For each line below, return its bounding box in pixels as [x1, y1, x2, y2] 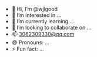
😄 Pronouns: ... [11, 39, 50, 46]
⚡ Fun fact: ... [11, 45, 44, 52]
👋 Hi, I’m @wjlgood [11, 6, 58, 12]
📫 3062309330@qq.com [11, 31, 75, 37]
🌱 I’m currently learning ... [11, 18, 75, 24]
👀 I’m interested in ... [11, 12, 62, 19]
